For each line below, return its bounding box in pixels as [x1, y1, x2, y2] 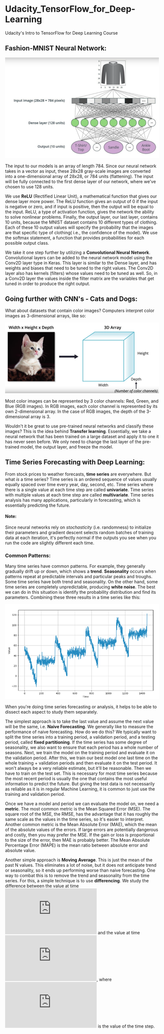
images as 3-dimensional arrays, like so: [5, 313, 86, 319]
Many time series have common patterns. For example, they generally [5, 563, 145, 569]
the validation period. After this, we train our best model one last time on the [5, 755, 158, 761]
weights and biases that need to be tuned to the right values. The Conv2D [5, 265, 154, 271]
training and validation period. [5, 791, 65, 797]
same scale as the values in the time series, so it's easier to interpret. [5, 816, 144, 822]
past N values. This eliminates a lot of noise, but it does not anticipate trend [5, 862, 157, 868]
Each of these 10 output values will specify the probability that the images [5, 224, 154, 230]
